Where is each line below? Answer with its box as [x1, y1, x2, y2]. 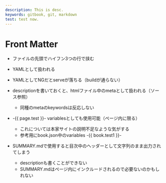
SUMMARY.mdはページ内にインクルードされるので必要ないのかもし [19, 166, 160, 172]
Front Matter [5, 38, 58, 50]
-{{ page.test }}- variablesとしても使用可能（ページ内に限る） [12, 115, 140, 121]
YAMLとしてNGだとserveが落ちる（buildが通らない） [12, 77, 123, 83]
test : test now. [5, 17, 39, 22]
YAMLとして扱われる [12, 66, 55, 72]
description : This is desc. [5, 7, 64, 13]
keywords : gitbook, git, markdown [5, 12, 77, 17]
